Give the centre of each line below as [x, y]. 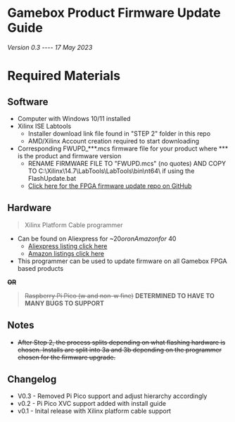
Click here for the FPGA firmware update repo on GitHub [110, 186]
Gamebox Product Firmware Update [114, 13]
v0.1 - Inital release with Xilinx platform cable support [94, 411]
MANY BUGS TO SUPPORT [64, 303]
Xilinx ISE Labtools [44, 126]
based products [40, 268]
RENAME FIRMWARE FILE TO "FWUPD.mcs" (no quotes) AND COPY [127, 163]
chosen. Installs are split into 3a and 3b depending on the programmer [119, 350]
